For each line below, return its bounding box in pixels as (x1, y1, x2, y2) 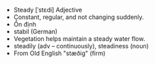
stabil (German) (13, 27, 58, 35)
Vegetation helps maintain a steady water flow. (13, 35, 145, 43)
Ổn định (13, 20, 36, 28)
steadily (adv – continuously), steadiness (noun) (13, 42, 149, 50)
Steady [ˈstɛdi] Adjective (13, 6, 83, 14)
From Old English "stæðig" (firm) (13, 49, 106, 57)
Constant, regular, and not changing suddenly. (13, 13, 145, 21)
